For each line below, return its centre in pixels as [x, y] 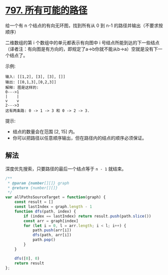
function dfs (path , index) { [45, 211]
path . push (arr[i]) [52, 230]
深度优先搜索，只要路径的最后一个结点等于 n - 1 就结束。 [66, 169]
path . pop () [44, 240]
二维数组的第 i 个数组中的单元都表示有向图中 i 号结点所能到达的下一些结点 [82, 42]
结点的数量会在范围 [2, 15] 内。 [45, 131]
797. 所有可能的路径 [46, 10]
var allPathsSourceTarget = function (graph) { [55, 197]
